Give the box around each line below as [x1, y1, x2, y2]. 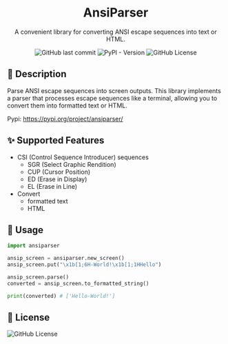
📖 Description [7, 68, 67, 80]
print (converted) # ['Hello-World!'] [7, 292, 116, 299]
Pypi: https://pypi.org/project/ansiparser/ [7, 114, 123, 123]
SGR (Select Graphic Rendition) [27, 160, 116, 168]
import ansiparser [7, 243, 60, 250]
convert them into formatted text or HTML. [7, 101, 127, 110]
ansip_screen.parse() [7, 274, 70, 281]
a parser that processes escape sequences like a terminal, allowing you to [7, 94, 218, 102]
